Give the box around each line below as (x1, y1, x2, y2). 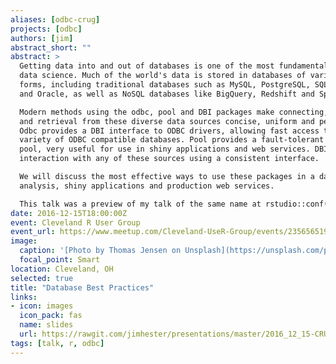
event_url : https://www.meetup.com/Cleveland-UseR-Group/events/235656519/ (10, 227, 333, 237)
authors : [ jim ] (10, 33, 74, 43)
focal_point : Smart (19, 255, 101, 265)
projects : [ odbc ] (10, 24, 83, 34)
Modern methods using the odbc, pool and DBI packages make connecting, (19, 107, 329, 117)
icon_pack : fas (19, 311, 83, 321)
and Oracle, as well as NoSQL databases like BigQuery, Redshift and (19, 89, 315, 99)
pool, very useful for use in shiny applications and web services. (19, 144, 311, 155)
